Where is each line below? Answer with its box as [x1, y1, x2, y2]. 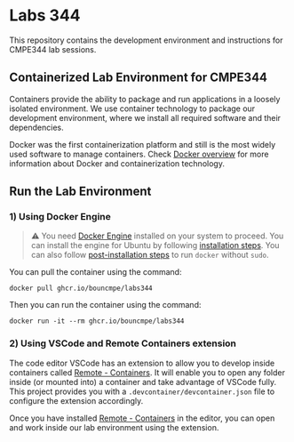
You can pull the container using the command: [9, 267, 182, 277]
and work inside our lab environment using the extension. [9, 422, 219, 432]
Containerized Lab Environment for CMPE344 [9, 70, 268, 85]
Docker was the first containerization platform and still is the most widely [9, 139, 276, 149]
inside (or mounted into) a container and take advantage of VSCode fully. [9, 376, 277, 387]
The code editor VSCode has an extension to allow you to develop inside [9, 358, 275, 368]
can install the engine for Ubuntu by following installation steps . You [30, 240, 280, 251]
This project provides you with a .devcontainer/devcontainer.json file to [9, 386, 275, 397]
